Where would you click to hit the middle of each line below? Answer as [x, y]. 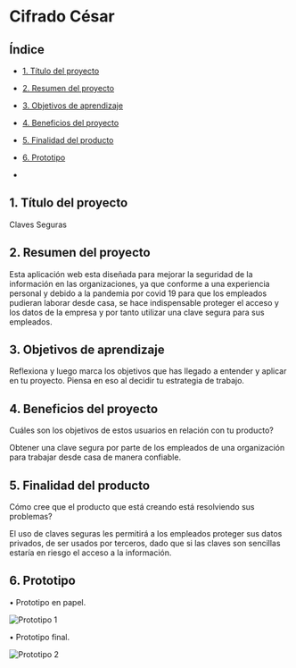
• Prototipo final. [40, 637]
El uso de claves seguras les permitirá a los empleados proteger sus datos [146, 534]
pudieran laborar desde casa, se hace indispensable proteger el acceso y [144, 302]
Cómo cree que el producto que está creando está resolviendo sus [132, 507]
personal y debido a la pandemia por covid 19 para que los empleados [138, 293]
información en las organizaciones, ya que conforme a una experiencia [140, 283]
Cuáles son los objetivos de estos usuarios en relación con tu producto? [141, 430]
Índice [27, 50]
